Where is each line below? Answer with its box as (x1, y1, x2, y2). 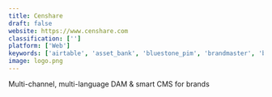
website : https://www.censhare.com (8, 27, 129, 35)
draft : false (8, 19, 53, 27)
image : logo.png (8, 57, 63, 65)
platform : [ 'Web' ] (8, 42, 70, 50)
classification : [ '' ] (8, 34, 82, 43)
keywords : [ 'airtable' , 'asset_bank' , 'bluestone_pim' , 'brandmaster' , (8, 49, 255, 57)
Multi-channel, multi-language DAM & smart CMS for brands (8, 78, 210, 89)
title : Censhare (8, 11, 63, 20)
